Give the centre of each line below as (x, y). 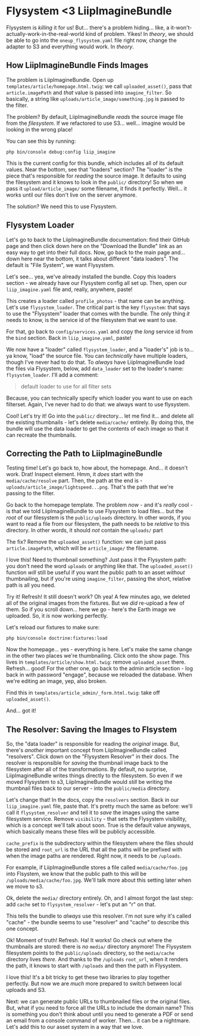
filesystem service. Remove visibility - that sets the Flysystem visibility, (96, 819)
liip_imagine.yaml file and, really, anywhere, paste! (69, 289)
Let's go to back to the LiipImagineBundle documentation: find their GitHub (98, 240)
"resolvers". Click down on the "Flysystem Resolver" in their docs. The (93, 756)
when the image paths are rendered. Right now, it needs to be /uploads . (94, 856)
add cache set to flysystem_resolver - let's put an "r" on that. (81, 905)
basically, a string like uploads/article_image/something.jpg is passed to (96, 99)
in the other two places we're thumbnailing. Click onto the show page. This (98, 656)
